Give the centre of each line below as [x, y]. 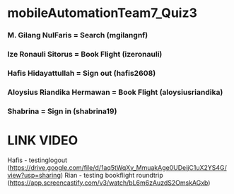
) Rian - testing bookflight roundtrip [112, 175]
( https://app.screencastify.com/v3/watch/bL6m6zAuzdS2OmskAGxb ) [109, 183]
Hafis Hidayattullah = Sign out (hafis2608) [82, 73]
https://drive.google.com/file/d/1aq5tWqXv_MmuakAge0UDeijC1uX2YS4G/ [118, 167]
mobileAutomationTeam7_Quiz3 [103, 13]
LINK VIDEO [43, 140]
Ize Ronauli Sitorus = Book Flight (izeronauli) [85, 55]
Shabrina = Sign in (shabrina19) [62, 111]
